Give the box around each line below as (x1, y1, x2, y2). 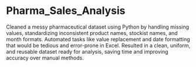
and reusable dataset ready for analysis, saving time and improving (6, 48, 168, 55)
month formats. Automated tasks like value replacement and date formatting (6, 36, 191, 43)
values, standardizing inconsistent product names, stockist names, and (6, 29, 178, 36)
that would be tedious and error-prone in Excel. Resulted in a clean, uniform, (6, 42, 191, 49)
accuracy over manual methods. (6, 54, 84, 61)
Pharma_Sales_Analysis (6, 4, 126, 17)
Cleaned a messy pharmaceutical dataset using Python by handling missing (6, 23, 190, 30)
